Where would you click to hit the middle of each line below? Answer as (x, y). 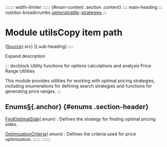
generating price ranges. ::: (33, 91)
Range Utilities (20, 71)
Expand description (25, 56)
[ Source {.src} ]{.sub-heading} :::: (39, 46)
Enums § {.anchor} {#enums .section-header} (77, 107)
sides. (11, 124)
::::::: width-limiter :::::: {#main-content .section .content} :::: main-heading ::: (84, 7)
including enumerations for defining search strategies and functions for (79, 86)
